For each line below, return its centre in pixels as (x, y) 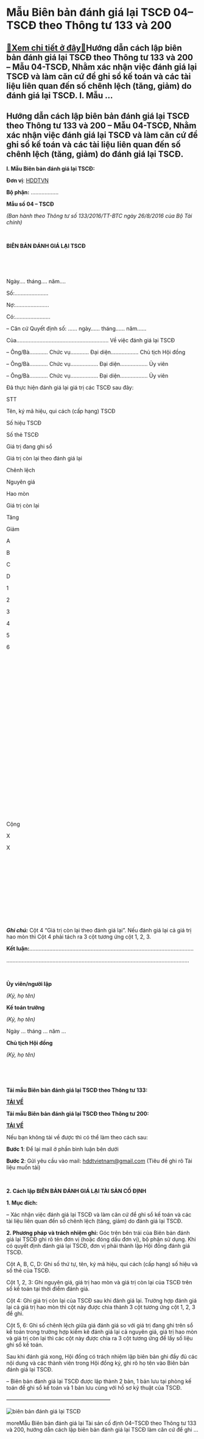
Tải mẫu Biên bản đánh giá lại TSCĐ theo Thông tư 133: (77, 1090)
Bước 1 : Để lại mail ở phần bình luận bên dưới (62, 1149)
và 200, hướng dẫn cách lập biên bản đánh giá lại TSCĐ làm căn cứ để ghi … (102, 1430)
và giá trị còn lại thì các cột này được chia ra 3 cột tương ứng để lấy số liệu (100, 1339)
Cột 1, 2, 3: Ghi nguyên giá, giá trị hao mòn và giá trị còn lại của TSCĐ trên (99, 1282)
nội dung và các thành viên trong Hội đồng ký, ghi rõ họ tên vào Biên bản (98, 1363)
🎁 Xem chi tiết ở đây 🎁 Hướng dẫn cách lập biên (94, 48)
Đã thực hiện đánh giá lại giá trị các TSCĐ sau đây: (70, 388)
